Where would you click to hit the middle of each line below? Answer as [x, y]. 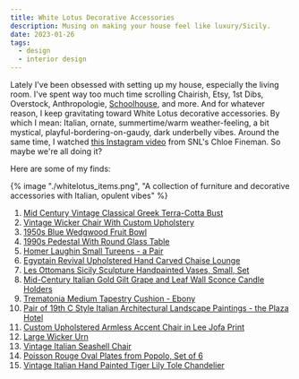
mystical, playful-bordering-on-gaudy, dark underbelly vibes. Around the [145, 132]
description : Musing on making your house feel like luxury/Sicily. [141, 26]
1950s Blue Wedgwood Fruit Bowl [85, 232]
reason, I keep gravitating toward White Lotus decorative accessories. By [145, 113]
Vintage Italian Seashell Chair [77, 346]
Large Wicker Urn [56, 336]
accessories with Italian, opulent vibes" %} [89, 195]
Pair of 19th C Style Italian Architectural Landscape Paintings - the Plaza [156, 308]
